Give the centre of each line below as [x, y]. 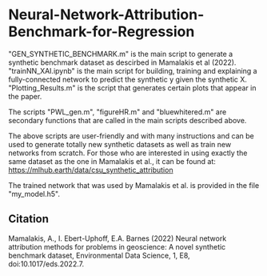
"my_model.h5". [34, 194]
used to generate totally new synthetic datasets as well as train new [120, 144]
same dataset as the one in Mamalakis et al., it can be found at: [112, 161]
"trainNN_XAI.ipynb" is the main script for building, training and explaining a [133, 70]
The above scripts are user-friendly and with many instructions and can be [131, 136]
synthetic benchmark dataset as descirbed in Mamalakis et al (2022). [122, 62]
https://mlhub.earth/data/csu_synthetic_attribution [91, 170]
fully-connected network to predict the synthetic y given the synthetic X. [128, 79]
